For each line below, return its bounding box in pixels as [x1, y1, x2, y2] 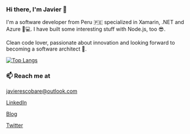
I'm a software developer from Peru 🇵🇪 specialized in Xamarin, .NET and [6, 19, 185, 26]
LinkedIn [6, 99, 27, 106]
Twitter [6, 122, 24, 129]
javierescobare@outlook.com [6, 88, 78, 95]
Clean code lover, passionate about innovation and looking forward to [6, 39, 175, 46]
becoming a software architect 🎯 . [6, 45, 87, 52]
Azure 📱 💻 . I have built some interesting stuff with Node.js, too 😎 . [6, 26, 166, 33]
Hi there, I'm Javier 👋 [6, 5, 67, 14]
